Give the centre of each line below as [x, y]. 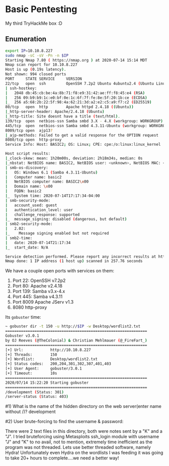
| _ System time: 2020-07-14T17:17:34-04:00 [53, 196]
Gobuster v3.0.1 [22, 336]
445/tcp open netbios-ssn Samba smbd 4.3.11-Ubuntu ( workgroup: [76, 126]
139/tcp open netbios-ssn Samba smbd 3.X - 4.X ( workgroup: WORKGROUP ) [84, 121]
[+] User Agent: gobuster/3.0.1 [44, 369]
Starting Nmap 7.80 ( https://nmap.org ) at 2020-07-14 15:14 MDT [76, 60]
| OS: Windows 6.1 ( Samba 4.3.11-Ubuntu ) [52, 172]
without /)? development [30, 412]
